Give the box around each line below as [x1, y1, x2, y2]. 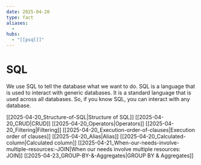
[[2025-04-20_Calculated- [120, 132, 186, 140]
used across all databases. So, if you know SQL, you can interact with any [6, 95, 190, 102]
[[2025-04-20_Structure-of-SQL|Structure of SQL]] [6, 113, 134, 120]
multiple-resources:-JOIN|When [6, 145, 86, 152]
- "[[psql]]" [11, 37, 45, 43]
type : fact [6, 14, 34, 20]
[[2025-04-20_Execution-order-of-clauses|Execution [62, 126, 195, 133]
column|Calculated [6, 139, 53, 146]
